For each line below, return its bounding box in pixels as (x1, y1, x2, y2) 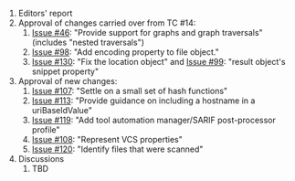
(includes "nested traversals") (31, 37, 144, 48)
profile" (31, 124, 61, 135)
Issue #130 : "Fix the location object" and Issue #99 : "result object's (31, 57, 286, 67)
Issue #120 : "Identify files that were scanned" (31, 144, 204, 154)
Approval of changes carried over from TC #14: (17, 17, 196, 28)
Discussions (17, 154, 65, 164)
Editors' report (17, 8, 73, 18)
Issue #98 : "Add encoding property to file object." (31, 47, 219, 58)
